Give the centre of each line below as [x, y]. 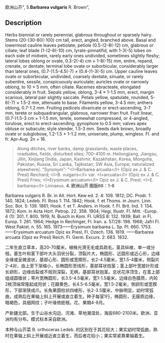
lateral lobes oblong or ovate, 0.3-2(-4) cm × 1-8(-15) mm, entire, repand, [79, 61]
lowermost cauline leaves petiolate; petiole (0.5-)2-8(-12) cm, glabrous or [79, 45]
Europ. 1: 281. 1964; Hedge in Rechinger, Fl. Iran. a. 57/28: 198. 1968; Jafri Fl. [82, 221]
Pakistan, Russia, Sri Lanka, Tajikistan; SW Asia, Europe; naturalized [86, 164]
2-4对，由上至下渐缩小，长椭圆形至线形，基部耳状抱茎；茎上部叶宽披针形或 [82, 265]
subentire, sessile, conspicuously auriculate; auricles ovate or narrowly [77, 81]
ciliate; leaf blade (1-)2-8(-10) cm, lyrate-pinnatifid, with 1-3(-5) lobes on [78, 50]
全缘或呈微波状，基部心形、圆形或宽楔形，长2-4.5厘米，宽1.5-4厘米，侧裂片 [82, 260]
